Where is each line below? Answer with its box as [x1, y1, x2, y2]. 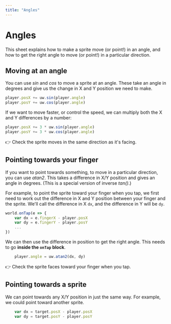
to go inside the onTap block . [5, 244, 66, 251]
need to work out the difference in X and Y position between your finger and [5, 195, 166, 202]
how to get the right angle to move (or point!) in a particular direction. [5, 52, 151, 58]
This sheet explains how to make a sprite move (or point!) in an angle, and [5, 46, 161, 53]
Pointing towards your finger [5, 156, 99, 164]
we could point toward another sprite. [5, 299, 84, 305]
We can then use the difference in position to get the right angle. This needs [5, 239, 165, 245]
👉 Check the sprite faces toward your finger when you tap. [5, 263, 131, 269]
